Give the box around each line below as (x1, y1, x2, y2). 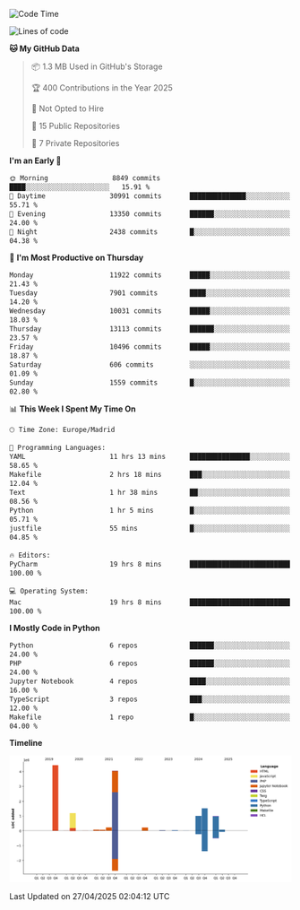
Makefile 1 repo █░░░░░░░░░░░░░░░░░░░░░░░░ (9, 713, 291, 722)
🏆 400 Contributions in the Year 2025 (30, 82, 173, 93)
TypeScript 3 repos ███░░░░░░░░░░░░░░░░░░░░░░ (9, 695, 291, 704)
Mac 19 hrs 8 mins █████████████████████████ (9, 598, 291, 607)
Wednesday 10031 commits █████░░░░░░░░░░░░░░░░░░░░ (9, 307, 291, 316)
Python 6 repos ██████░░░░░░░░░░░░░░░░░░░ (9, 641, 291, 650)
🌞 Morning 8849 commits (9, 174, 161, 183)
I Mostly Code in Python (9, 623, 100, 633)
